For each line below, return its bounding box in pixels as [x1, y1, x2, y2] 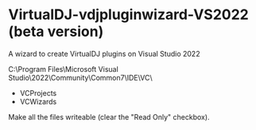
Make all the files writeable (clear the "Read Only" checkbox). [8, 112, 210, 121]
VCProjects [19, 88, 57, 97]
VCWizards [19, 97, 57, 106]
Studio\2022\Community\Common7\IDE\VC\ [8, 73, 153, 82]
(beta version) [8, 22, 104, 41]
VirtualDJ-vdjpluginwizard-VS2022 [8, 6, 249, 24]
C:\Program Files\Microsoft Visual [8, 64, 119, 73]
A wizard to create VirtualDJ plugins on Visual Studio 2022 [8, 49, 200, 58]
